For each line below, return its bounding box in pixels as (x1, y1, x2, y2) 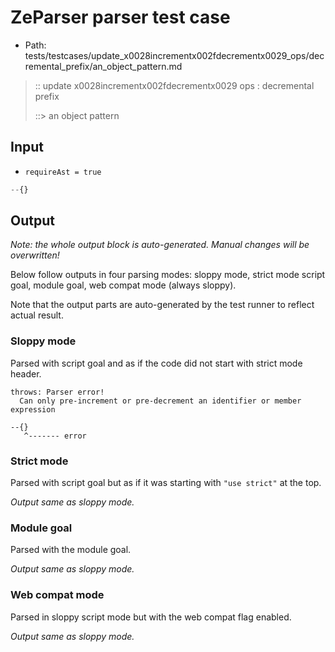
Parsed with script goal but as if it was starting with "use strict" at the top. (10, 477, 322, 489)
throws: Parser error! (10, 387, 105, 397)
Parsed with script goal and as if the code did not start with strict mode (10, 357, 303, 369)
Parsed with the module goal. (10, 544, 132, 556)
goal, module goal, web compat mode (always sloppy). (10, 279, 237, 291)
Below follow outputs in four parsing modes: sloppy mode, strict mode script (10, 269, 326, 281)
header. (10, 367, 42, 380)
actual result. (10, 309, 64, 321)
